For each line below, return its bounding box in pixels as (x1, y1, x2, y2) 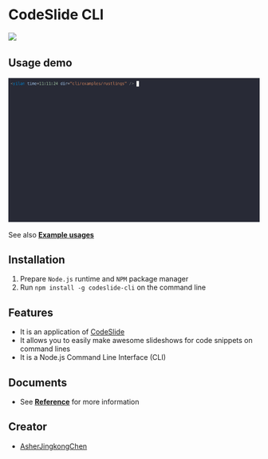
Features (8, 305, 53, 319)
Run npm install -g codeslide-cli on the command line (19, 282, 207, 293)
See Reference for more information (19, 397, 140, 407)
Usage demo (8, 56, 73, 70)
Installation (8, 253, 65, 266)
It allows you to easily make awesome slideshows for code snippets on (19, 336, 253, 345)
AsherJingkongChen (19, 441, 88, 451)
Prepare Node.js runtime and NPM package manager (19, 274, 189, 284)
